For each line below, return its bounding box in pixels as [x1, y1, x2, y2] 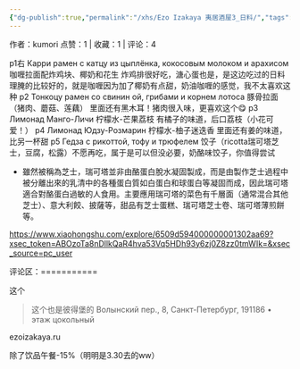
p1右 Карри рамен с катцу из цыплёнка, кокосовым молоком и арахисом [9, 57, 289, 68]
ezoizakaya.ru [9, 331, 61, 342]
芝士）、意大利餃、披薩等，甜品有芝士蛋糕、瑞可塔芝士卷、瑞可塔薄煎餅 [21, 199, 285, 210]
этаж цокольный [30, 314, 96, 324]
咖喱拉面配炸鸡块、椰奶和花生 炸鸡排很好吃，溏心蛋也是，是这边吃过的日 [9, 69, 278, 80]
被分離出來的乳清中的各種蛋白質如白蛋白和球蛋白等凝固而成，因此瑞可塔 [21, 177, 288, 188]
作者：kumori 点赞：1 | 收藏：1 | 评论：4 [9, 38, 156, 49]
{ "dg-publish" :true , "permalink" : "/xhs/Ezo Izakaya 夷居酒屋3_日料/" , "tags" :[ [9, 13, 297, 22]
